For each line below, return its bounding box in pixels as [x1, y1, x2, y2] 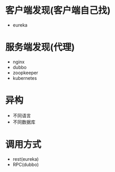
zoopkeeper [12, 70, 38, 76]
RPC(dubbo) [12, 161, 39, 167]
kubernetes [12, 75, 37, 81]
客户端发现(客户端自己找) [5, 5, 111, 16]
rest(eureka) [12, 156, 39, 162]
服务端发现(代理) [5, 41, 75, 53]
